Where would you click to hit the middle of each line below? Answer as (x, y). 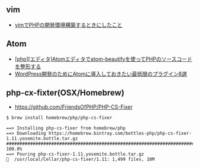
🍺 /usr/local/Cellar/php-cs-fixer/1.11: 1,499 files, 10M (81, 160)
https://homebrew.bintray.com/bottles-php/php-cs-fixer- (120, 134)
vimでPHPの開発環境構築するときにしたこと (68, 25)
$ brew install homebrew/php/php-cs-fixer (59, 118)
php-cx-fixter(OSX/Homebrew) (65, 93)
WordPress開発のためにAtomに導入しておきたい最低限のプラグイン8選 (101, 74)
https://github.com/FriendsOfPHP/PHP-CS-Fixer (74, 107)
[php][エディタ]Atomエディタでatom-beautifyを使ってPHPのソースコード (103, 59)
